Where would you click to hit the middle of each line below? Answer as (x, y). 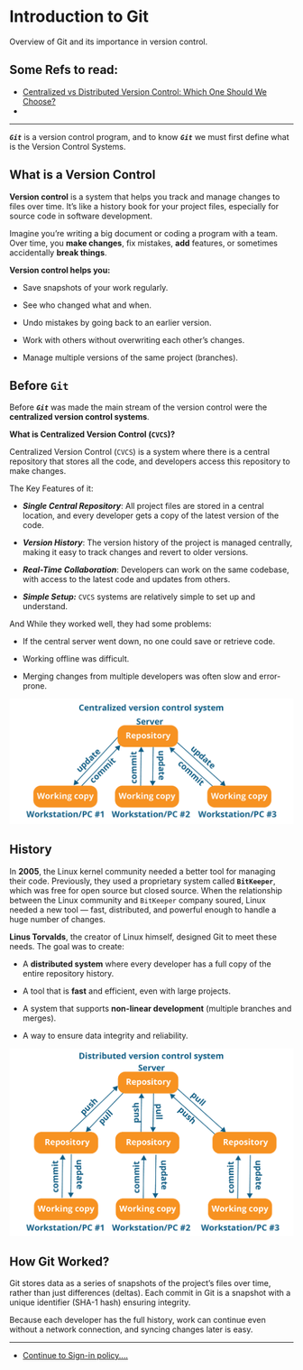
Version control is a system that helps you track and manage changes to (145, 197)
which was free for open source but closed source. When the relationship (146, 890)
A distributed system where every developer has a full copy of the (147, 964)
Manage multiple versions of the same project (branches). (130, 357)
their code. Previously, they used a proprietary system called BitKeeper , (143, 881)
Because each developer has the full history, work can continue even (138, 1320)
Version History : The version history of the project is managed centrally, (157, 542)
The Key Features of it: (51, 488)
